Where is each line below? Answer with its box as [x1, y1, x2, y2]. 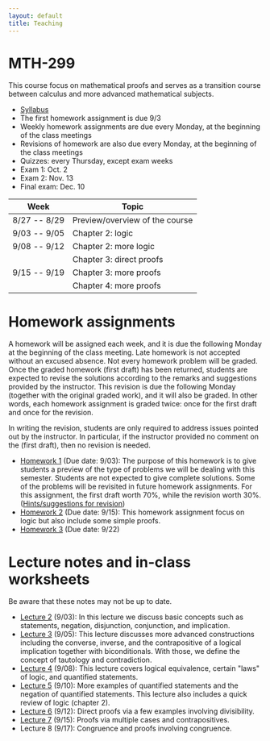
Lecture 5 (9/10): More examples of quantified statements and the [19, 681, 239, 690]
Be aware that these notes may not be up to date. [8, 597, 172, 606]
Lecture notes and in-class [8, 553, 192, 571]
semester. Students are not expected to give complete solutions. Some [19, 473, 255, 483]
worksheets [8, 570, 90, 589]
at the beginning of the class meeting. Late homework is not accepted [8, 348, 241, 357]
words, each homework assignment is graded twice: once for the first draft [8, 399, 257, 409]
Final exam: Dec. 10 [19, 182, 85, 192]
